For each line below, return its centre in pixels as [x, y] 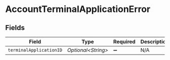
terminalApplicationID [35, 50]
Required [124, 42]
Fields [15, 28]
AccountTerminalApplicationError [78, 9]
